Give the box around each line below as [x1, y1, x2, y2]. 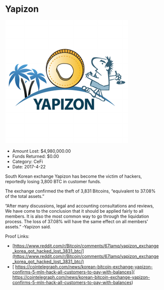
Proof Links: [5, 233, 29, 239]
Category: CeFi [12, 159, 43, 164]
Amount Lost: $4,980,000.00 [12, 148, 71, 154]
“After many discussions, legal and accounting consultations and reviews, [5, 203, 154, 209]
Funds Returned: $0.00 [12, 153, 59, 159]
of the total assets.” [5, 193, 45, 199]
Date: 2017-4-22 [12, 163, 46, 169]
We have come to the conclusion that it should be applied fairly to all [5, 208, 143, 214]
